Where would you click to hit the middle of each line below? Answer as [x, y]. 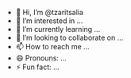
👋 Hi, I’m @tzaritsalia [49, 12]
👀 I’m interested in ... [49, 21]
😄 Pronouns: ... [41, 58]
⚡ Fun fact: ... [37, 67]
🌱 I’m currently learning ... [58, 29]
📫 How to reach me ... [52, 47]
